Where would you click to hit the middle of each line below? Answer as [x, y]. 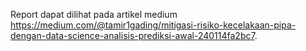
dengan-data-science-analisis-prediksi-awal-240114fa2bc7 [132, 35]
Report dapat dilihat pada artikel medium [94, 14]
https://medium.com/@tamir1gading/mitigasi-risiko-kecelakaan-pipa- [153, 25]
